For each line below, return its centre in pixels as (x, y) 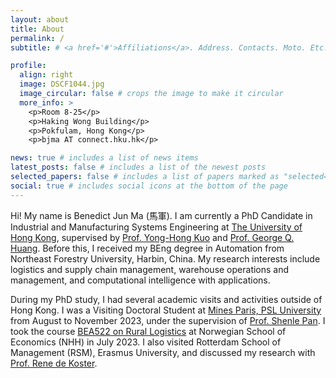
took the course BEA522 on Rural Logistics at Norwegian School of (148, 331)
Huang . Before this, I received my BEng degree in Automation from (147, 248)
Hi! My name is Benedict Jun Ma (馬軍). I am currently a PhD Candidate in (161, 215)
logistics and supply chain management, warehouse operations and (150, 269)
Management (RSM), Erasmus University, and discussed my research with (163, 352)
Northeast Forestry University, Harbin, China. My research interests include (165, 258)
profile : (28, 66)
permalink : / (37, 38)
